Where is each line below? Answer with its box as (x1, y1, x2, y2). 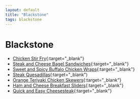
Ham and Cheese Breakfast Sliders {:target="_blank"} (12, 82, 124, 89)
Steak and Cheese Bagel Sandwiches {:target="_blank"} (12, 61, 129, 67)
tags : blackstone (5, 17, 42, 22)
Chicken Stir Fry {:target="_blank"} (12, 55, 85, 61)
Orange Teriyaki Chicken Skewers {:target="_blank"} (12, 77, 122, 83)
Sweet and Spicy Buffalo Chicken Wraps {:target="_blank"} (12, 67, 135, 73)
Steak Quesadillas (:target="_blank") (12, 72, 88, 78)
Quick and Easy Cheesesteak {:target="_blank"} (12, 88, 112, 94)
